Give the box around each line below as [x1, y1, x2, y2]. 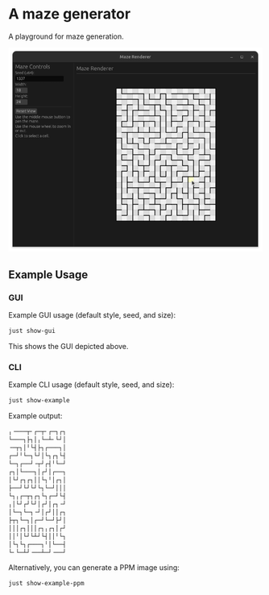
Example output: [8, 411, 63, 421]
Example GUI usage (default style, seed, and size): [8, 310, 176, 320]
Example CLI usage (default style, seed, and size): [8, 380, 175, 389]
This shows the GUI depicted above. [8, 341, 129, 351]
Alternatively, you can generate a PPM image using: [8, 563, 180, 572]
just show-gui [8, 327, 56, 335]
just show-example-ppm [8, 580, 85, 588]
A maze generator [8, 5, 131, 23]
